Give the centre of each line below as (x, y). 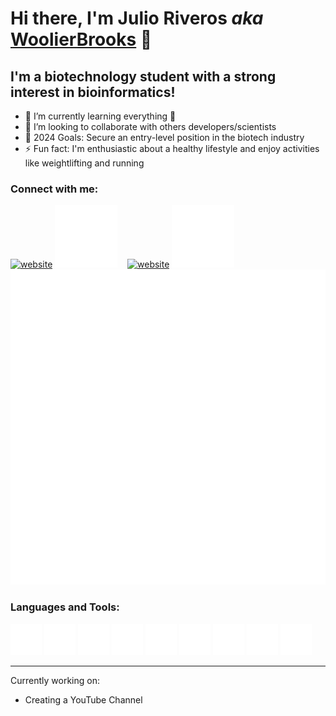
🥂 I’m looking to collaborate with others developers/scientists (150, 126)
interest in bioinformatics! (93, 92)
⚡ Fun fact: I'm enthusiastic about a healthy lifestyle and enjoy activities (172, 148)
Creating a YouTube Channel (83, 699)
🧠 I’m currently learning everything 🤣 (100, 116)
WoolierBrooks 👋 (81, 39)
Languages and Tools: (65, 607)
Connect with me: (54, 189)
